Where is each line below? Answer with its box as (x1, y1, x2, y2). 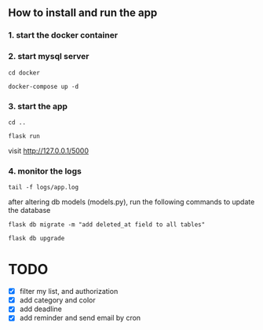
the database (8, 206, 51, 215)
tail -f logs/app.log (8, 184, 79, 192)
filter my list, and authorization (19, 287, 119, 296)
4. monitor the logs (8, 165, 82, 176)
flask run (8, 132, 41, 140)
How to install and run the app (8, 6, 158, 20)
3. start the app (8, 101, 68, 112)
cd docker (8, 68, 41, 77)
